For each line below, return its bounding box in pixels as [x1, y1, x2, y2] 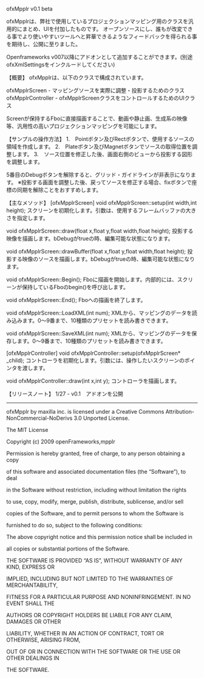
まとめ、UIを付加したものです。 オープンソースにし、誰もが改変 [22, 26, 183, 32]
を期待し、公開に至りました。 [6, 41, 81, 47]
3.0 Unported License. [73, 414, 130, 422]
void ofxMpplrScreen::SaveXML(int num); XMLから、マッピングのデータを [6, 330, 192, 337]
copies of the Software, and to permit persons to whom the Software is [6, 510, 184, 517]
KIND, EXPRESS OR [6, 563, 55, 570]
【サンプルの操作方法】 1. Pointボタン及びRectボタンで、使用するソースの [6, 135, 195, 142]
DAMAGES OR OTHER [6, 618, 61, 625]
